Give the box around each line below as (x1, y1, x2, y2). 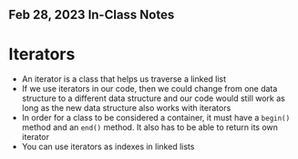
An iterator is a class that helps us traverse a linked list (21, 74, 227, 84)
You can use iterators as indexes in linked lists (21, 141, 195, 153)
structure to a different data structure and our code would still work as (21, 93, 286, 104)
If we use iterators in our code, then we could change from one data (21, 84, 278, 94)
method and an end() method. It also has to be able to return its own (21, 122, 279, 133)
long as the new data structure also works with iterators (21, 103, 231, 114)
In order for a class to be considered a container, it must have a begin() (21, 113, 291, 124)
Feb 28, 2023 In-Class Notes (8, 7, 175, 23)
